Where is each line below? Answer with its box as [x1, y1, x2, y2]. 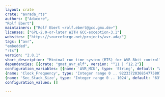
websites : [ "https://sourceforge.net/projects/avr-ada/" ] [5, 35, 126, 40]
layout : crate [5, 7, 34, 12]
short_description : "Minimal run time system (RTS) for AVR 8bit [5, 57, 141, 62]
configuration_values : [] [5, 80, 58, 85]
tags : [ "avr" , [5, 39, 34, 44]
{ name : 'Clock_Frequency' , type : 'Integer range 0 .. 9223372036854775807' [5, 71, 164, 76]
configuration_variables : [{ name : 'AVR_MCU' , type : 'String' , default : [5, 67, 155, 72]
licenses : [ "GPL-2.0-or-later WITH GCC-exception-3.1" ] [5, 30, 122, 35]
